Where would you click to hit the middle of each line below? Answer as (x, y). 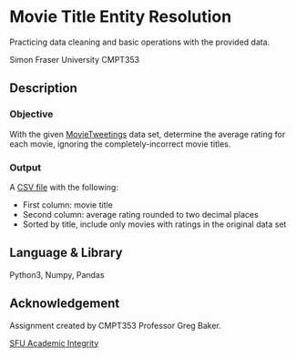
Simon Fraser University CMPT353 (74, 59)
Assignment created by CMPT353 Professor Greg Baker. (115, 325)
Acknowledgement (65, 304)
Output (26, 168)
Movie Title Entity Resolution (121, 17)
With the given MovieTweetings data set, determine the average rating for (148, 134)
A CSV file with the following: (64, 187)
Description (43, 88)
